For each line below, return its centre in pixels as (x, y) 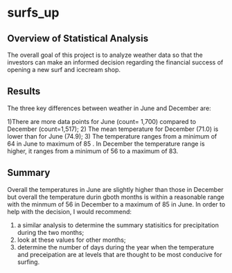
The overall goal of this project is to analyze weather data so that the (105, 55)
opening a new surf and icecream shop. (64, 70)
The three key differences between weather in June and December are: (109, 108)
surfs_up (33, 13)
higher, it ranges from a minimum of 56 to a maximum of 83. (93, 151)
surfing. (28, 262)
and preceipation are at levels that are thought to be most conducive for (120, 254)
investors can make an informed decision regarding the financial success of (115, 62)
